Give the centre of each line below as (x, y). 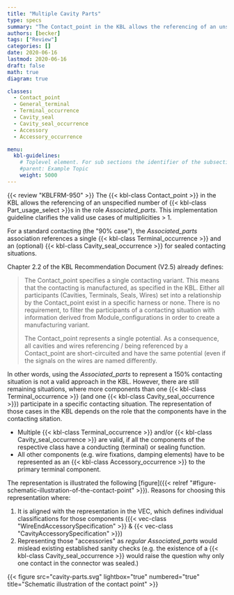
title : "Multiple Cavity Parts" (54, 14)
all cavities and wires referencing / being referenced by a (106, 346)
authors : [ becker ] (34, 33)
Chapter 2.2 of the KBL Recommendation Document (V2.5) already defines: (116, 267)
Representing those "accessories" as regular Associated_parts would (117, 541)
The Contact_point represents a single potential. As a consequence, (122, 338)
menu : (15, 149)
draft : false (26, 66)
